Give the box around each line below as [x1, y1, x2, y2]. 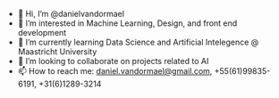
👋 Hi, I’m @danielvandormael [17, 9, 125, 19]
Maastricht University [17, 46, 97, 57]
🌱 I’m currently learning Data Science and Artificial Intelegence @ [17, 37, 259, 47]
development [17, 28, 67, 37]
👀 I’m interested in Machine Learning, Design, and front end [17, 18, 238, 29]
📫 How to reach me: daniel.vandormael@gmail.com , [17, 66, 213, 76]
